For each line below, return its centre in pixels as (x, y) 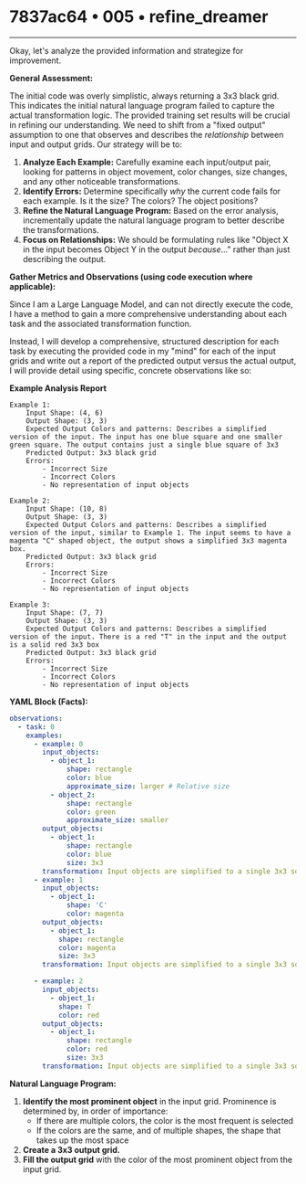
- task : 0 (36, 727)
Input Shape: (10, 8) (66, 509)
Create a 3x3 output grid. (71, 1149)
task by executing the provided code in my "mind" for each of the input (143, 351)
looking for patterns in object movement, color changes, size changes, (155, 172)
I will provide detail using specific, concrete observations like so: (131, 370)
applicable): (33, 286)
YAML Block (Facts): (49, 702)
